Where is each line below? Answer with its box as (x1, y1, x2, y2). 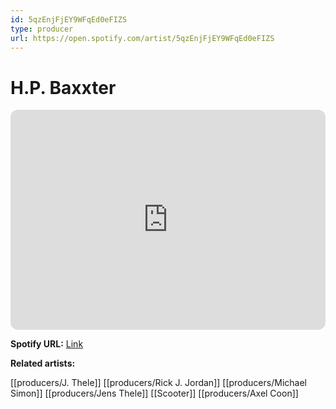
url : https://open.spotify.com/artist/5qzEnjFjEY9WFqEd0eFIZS (10, 33, 275, 43)
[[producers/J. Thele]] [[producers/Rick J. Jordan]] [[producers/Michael (10, 377, 307, 389)
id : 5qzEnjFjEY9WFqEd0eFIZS (10, 14, 128, 25)
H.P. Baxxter (10, 76, 117, 99)
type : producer (10, 24, 74, 34)
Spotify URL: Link (10, 338, 84, 350)
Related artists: (10, 357, 76, 370)
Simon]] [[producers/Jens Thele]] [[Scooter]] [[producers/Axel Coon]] (10, 387, 299, 400)
